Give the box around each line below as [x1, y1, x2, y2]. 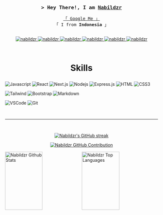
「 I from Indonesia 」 [54, 22, 109, 28]
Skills [70, 62, 93, 74]
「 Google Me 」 [63, 16, 100, 21]
